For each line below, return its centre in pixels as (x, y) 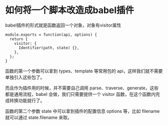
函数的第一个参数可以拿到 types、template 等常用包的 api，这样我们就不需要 (84, 71)
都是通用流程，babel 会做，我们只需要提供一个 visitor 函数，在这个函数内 (80, 94)
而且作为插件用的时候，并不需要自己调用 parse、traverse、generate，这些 (82, 88)
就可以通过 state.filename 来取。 (39, 117)
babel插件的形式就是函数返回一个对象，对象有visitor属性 (63, 25)
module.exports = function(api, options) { (51, 35)
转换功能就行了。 (27, 100)
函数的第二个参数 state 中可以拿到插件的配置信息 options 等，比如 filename (82, 111)
